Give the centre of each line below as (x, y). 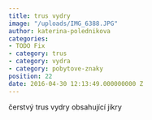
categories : (28, 39)
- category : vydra (39, 62)
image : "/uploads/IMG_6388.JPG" (63, 24)
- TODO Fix (27, 46)
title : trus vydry (39, 16)
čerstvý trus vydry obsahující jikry (65, 107)
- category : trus (38, 54)
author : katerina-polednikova (60, 31)
